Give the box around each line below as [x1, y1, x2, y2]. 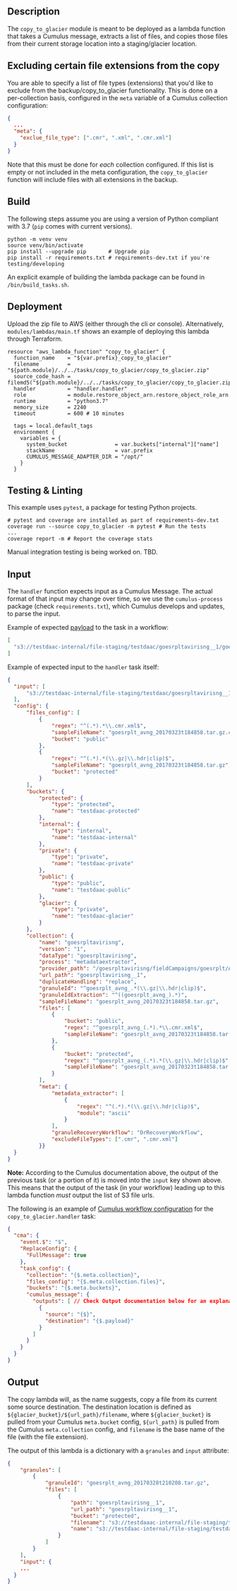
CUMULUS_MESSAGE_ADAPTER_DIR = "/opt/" [25, 453, 143, 460]
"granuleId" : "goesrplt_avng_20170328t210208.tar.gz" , [44, 1479, 210, 1487]
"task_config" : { [20, 1265, 71, 1272]
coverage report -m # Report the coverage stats [7, 536, 153, 543]
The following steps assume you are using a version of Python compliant [7, 215, 219, 223]
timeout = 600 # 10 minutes [13, 409, 125, 417]
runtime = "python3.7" [13, 397, 109, 404]
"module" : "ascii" [76, 1110, 131, 1117]
